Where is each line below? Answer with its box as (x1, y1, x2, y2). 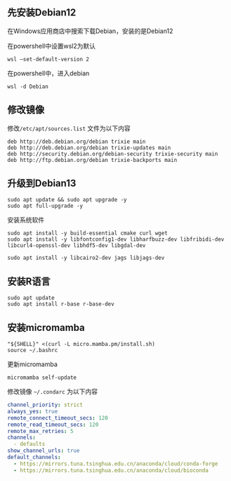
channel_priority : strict (7, 401, 83, 408)
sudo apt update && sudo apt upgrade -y (7, 196, 128, 204)
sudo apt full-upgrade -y (7, 203, 83, 210)
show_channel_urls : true (7, 447, 80, 454)
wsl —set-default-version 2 (7, 56, 90, 63)
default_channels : (7, 454, 61, 461)
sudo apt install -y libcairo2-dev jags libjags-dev (7, 254, 165, 262)
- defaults (13, 441, 46, 448)
